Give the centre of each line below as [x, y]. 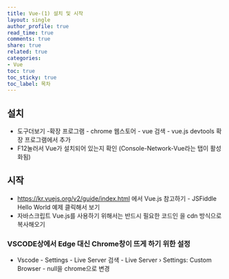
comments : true [29, 39]
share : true [24, 45]
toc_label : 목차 [29, 84]
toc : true [21, 71]
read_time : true [30, 33]
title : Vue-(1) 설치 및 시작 [45, 13]
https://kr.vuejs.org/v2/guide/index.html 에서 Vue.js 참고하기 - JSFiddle [117, 198]
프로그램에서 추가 [47, 140]
